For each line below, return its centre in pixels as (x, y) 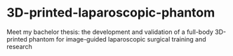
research (20, 46)
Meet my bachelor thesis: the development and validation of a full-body (110, 32)
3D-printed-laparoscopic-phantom (111, 13)
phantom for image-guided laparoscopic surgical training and (117, 39)
